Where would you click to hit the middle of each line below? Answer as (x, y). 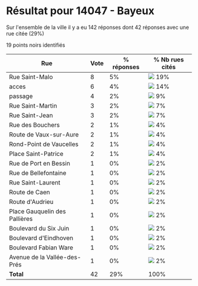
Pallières (21, 219)
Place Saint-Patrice (36, 154)
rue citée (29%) (25, 33)
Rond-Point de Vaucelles (44, 144)
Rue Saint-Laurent (35, 183)
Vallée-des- (64, 257)
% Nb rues (169, 59)
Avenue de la (27, 257)
